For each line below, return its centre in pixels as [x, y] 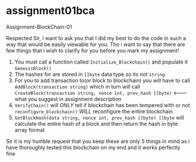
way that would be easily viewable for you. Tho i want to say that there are [96, 44]
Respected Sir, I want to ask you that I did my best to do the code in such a [96, 38]
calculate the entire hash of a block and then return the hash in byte [96, 124]
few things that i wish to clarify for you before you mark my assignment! [93, 50]
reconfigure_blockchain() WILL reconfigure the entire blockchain [94, 111]
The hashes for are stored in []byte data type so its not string [90, 74]
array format [30, 130]
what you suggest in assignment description [68, 99]
